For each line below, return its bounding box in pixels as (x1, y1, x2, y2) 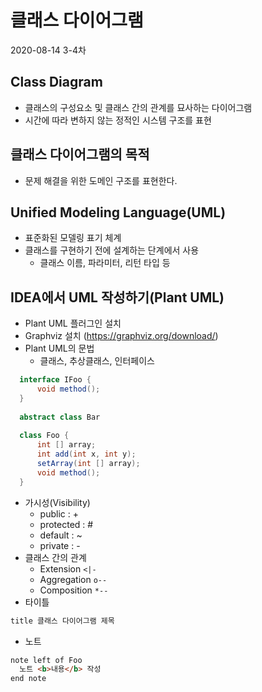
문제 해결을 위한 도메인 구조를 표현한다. (24, 174, 178, 186)
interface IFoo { (19, 375, 92, 385)
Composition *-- (39, 584, 109, 596)
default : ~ (39, 529, 83, 541)
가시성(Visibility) (24, 496, 91, 508)
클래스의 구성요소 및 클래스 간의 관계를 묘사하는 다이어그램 (24, 101, 253, 113)
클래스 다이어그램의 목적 (10, 146, 150, 163)
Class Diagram (10, 74, 103, 91)
